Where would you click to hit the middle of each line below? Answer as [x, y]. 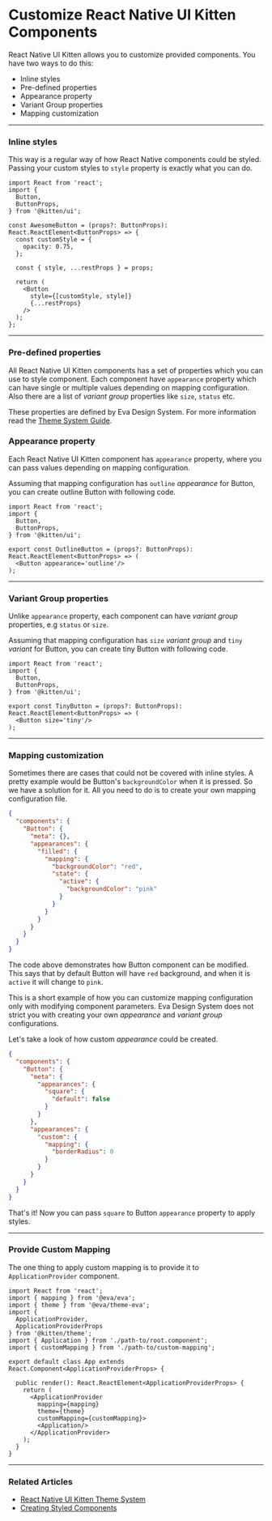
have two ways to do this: [51, 63]
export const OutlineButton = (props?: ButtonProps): [101, 549]
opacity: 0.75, [49, 247]
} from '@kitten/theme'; [50, 1333]
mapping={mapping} [68, 1404]
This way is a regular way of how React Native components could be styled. [135, 160]
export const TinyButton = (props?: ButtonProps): [96, 706]
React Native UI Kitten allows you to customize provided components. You [132, 54]
